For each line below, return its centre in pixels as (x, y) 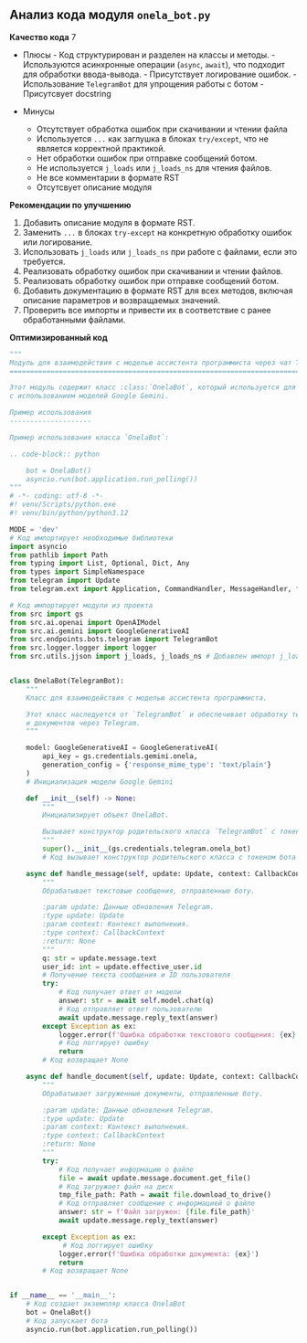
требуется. (44, 261)
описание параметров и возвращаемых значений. (122, 300)
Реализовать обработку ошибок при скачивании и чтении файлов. (153, 271)
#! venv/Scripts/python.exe (63, 505)
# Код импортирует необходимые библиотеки (91, 538)
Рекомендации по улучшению (70, 205)
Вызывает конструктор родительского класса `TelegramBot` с (159, 832)
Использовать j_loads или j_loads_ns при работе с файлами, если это (160, 251)
